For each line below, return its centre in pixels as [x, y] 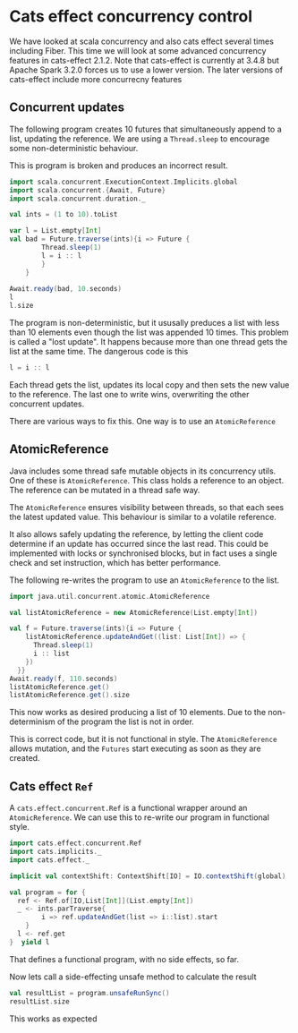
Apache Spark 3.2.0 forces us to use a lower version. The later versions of [146, 70]
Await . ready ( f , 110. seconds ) [64, 679]
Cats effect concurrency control [131, 17]
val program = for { [48, 892]
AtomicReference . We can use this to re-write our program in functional [140, 817]
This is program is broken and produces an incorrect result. [119, 165]
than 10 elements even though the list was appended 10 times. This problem [149, 332]
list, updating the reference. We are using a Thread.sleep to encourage [140, 138]
